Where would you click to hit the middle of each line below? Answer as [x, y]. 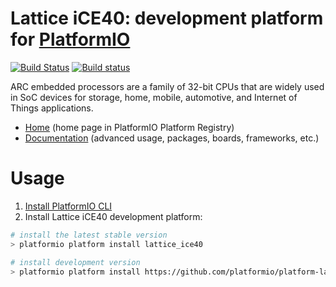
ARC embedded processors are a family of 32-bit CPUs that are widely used [167, 86]
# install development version [75, 262]
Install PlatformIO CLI [68, 206]
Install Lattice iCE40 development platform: [113, 216]
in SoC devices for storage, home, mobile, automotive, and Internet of [154, 97]
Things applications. [52, 108]
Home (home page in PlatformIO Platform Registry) [129, 127]
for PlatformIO [70, 39]
